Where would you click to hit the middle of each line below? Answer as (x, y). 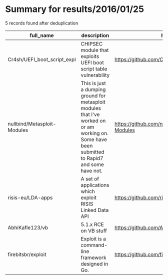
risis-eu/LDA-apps (30, 197)
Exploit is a (93, 238)
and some (92, 164)
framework (93, 257)
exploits (90, 56)
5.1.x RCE (92, 224)
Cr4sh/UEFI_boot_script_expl (42, 59)
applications (95, 185)
